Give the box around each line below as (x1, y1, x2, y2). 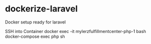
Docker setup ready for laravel (5, 19, 66, 25)
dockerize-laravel (5, 3, 78, 14)
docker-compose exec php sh (5, 33, 66, 39)
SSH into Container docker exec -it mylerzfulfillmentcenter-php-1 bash (5, 28, 147, 34)
